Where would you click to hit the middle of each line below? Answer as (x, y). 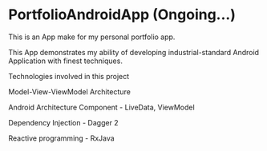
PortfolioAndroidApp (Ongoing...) (122, 15)
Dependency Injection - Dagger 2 (63, 122)
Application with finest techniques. (65, 61)
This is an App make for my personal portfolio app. (92, 37)
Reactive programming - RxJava (61, 138)
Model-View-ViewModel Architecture (69, 91)
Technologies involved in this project (69, 76)
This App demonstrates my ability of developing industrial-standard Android (133, 52)
